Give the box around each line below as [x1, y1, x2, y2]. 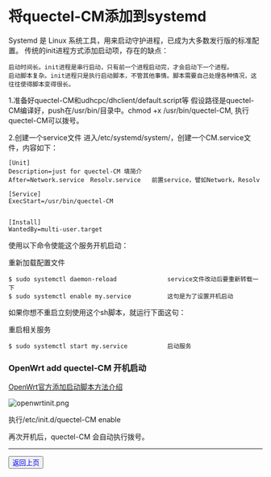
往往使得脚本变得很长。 [8, 80, 75, 89]
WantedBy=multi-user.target [8, 225, 103, 234]
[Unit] [8, 159, 31, 167]
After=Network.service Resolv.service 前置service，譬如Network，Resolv [8, 176, 261, 184]
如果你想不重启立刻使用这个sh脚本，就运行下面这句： [8, 307, 186, 317]
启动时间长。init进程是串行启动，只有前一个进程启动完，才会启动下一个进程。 [8, 63, 233, 71]
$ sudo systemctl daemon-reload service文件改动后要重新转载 [8, 275, 253, 283]
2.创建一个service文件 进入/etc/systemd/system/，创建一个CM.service [8, 132, 244, 142]
